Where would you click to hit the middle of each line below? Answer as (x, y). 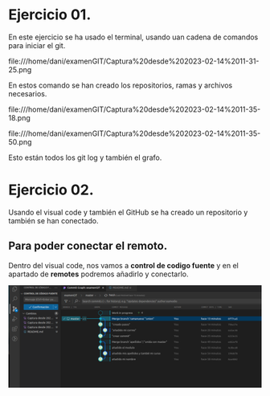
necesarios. (28, 93)
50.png (20, 141)
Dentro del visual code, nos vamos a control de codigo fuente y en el (123, 265)
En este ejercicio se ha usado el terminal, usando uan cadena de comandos (133, 37)
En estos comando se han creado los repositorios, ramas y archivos (121, 85)
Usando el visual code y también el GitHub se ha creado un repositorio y (128, 212)
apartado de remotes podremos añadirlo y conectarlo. (98, 274)
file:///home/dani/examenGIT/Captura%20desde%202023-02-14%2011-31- (134, 61)
